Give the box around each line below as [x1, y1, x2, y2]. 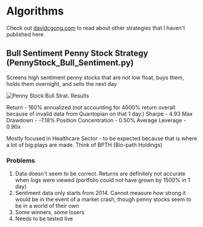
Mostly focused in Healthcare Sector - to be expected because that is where [6, 134, 198, 142]
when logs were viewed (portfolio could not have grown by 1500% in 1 [15, 177, 190, 184]
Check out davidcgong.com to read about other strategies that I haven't [6, 24, 185, 31]
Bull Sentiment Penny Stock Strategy [6, 48, 148, 59]
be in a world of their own [15, 202, 79, 209]
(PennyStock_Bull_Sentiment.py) [6, 58, 134, 68]
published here [6, 30, 44, 38]
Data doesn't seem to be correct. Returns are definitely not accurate [15, 170, 186, 177]
